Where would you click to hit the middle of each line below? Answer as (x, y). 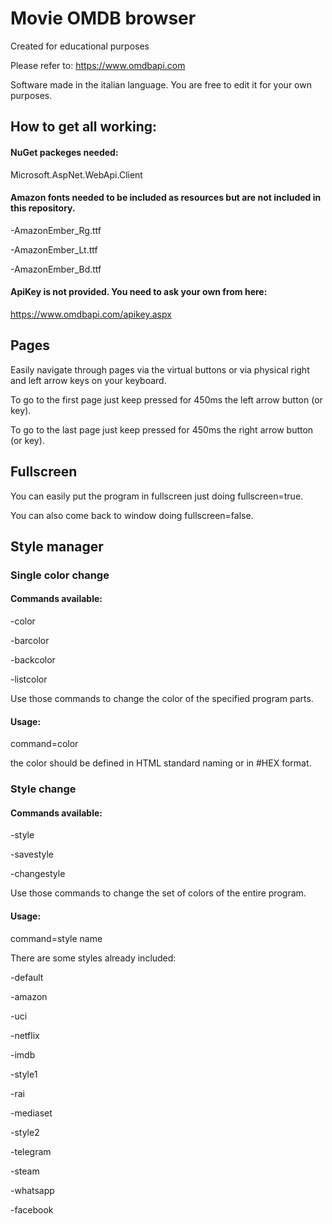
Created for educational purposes (80, 46)
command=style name (56, 938)
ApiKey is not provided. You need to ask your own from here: (139, 292)
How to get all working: (83, 127)
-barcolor (30, 641)
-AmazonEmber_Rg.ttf (56, 230)
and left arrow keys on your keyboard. (88, 380)
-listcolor (29, 679)
